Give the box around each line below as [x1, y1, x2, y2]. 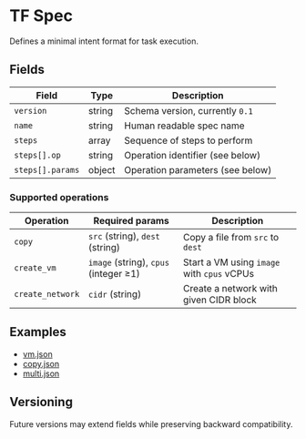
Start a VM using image [183, 256, 280, 269]
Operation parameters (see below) [124, 163, 272, 176]
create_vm [14, 263, 56, 273]
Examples [9, 324, 66, 340]
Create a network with [183, 282, 278, 295]
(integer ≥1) [87, 268, 141, 281]
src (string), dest [87, 230, 161, 242]
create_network [14, 289, 80, 300]
